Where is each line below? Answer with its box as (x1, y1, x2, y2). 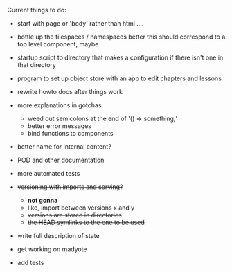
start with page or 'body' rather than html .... (17, 19, 144, 27)
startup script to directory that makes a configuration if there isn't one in (17, 53, 224, 62)
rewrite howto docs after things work (17, 88, 123, 96)
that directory (17, 61, 57, 69)
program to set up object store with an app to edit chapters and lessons (17, 74, 222, 82)
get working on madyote (17, 245, 87, 253)
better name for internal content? (17, 143, 112, 151)
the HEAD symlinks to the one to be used (27, 218, 145, 226)
